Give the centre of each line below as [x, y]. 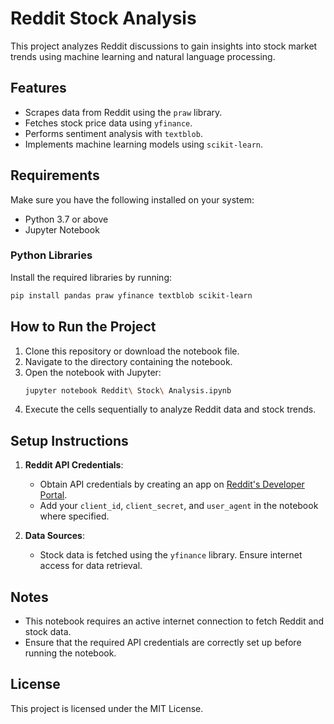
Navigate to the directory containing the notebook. [128, 361]
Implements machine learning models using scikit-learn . [143, 144]
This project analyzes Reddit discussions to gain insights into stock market [164, 46]
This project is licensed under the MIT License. [107, 708]
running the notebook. [70, 653]
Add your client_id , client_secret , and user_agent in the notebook [179, 506]
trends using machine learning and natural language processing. [143, 56]
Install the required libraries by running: [91, 277]
